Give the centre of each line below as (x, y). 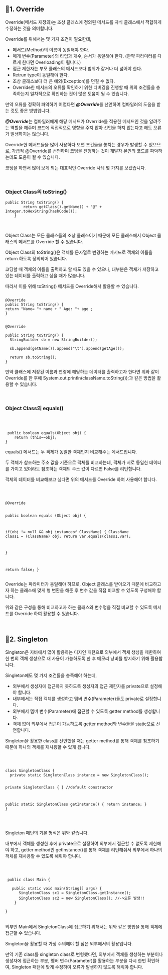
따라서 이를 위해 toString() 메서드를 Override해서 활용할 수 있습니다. (72, 286)
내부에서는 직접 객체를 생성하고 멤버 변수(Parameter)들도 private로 (78, 699)
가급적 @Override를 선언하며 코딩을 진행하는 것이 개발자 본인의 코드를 (80, 151)
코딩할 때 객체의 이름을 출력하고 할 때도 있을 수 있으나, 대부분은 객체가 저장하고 (82, 269)
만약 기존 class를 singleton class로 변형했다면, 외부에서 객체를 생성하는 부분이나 (84, 954)
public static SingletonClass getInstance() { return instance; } (76, 805)
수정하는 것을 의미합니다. (29, 28)
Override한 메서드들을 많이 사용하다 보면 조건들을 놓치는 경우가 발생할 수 (76, 144)
